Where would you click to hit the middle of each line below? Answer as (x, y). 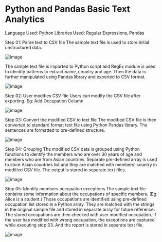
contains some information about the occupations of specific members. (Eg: (81, 194)
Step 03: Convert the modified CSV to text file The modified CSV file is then (81, 120)
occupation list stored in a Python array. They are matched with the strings (80, 204)
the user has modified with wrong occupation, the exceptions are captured (80, 220)
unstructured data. (24, 47)
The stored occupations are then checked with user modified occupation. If (81, 214)
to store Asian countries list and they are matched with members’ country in (81, 164)
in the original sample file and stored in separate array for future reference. (80, 209)
